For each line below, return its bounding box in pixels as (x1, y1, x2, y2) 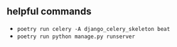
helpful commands (6, 6, 92, 18)
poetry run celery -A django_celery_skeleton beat (16, 25, 171, 32)
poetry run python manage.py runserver (16, 33, 136, 40)
